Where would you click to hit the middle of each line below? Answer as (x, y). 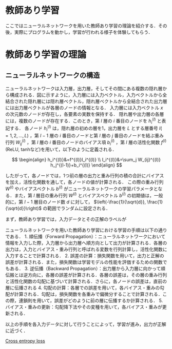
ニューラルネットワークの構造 (53, 75)
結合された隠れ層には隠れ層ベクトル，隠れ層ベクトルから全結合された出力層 (86, 101)
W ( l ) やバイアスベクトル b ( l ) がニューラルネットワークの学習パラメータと (82, 188)
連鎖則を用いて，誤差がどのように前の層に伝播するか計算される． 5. (91, 300)
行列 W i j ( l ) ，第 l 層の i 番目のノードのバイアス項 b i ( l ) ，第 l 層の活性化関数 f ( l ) (86, 142)
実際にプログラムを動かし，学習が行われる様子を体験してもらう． (83, 32)
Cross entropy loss (25, 341)
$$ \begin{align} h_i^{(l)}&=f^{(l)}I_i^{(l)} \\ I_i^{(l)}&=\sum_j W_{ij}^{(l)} (86, 160)
